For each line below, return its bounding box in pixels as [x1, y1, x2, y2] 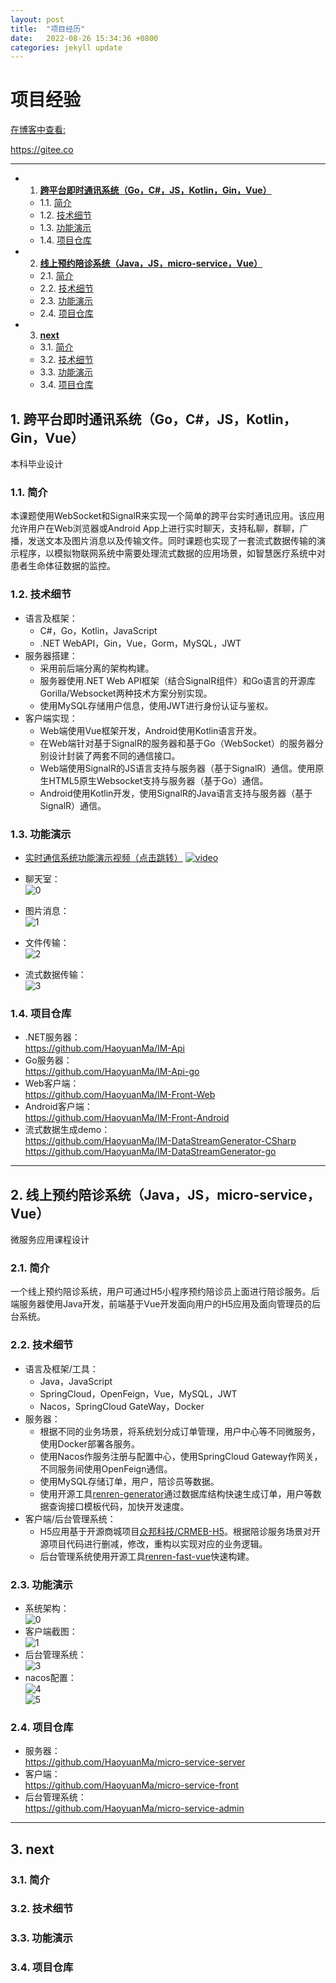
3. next [10, 1841, 55, 1858]
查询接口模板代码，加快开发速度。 [48, 1500, 190, 1512]
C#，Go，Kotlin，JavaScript [39, 624, 158, 636]
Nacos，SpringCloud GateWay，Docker [39, 1400, 205, 1412]
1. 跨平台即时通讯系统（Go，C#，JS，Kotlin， [10, 411, 297, 428]
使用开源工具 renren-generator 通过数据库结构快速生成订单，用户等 [39, 1487, 313, 1500]
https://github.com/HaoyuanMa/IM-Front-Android [24, 1112, 230, 1124]
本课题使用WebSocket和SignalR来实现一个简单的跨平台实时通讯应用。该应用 [10, 510, 325, 522]
